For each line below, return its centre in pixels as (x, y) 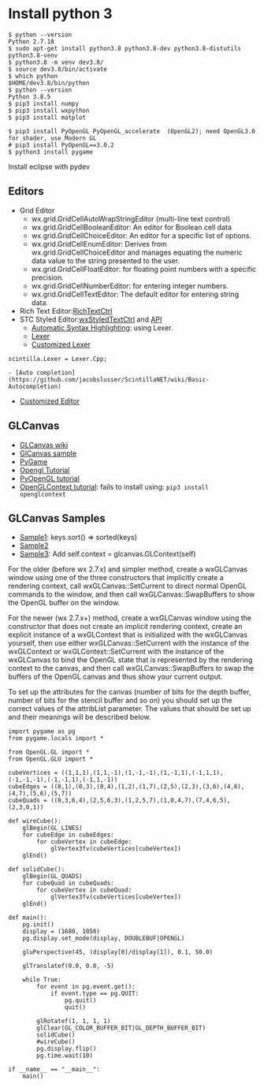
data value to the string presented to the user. (105, 260)
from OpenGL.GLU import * (50, 759)
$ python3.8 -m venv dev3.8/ (56, 62)
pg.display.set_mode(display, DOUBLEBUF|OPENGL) (104, 939)
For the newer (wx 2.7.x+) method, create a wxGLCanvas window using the (130, 618)
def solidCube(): (37, 869)
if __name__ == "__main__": (54, 1070)
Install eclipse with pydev (49, 166)
